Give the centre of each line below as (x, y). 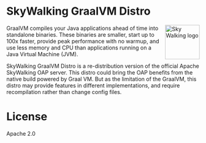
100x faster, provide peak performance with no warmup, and (83, 41)
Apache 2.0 (21, 133)
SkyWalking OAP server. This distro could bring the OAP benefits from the (100, 72)
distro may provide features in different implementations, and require (93, 85)
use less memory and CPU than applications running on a (79, 48)
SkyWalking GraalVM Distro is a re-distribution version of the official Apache (103, 66)
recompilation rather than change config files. (64, 92)
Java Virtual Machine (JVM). (42, 54)
